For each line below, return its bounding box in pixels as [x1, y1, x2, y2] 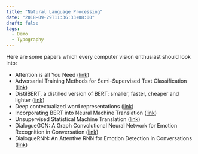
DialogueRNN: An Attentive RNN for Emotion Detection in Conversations [14, 135, 193, 141]
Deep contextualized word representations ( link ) [14, 103, 134, 110]
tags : [6, 25, 20, 32]
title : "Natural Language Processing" [6, 8, 103, 15]
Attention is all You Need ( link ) [14, 71, 90, 78]
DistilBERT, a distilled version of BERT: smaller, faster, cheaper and [14, 90, 179, 97]
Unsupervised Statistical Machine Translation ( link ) [14, 116, 141, 123]
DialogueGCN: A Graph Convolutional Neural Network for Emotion [14, 122, 178, 129]
